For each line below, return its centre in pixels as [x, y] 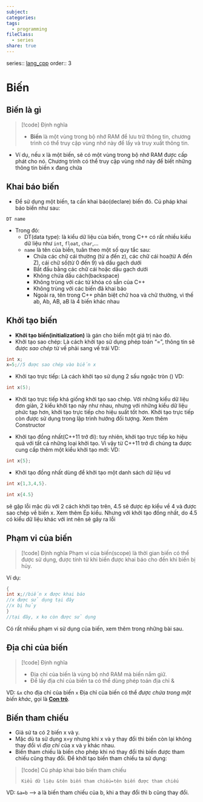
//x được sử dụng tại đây [40, 600]
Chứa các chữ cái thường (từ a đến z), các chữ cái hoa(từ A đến [113, 256]
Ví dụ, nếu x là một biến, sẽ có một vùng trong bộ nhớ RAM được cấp [101, 154]
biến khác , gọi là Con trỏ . [38, 699]
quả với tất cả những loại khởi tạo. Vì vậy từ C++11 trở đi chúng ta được [103, 443]
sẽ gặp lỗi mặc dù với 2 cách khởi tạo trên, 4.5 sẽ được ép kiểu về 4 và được [101, 506]
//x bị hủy [21, 606]
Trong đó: [27, 230]
